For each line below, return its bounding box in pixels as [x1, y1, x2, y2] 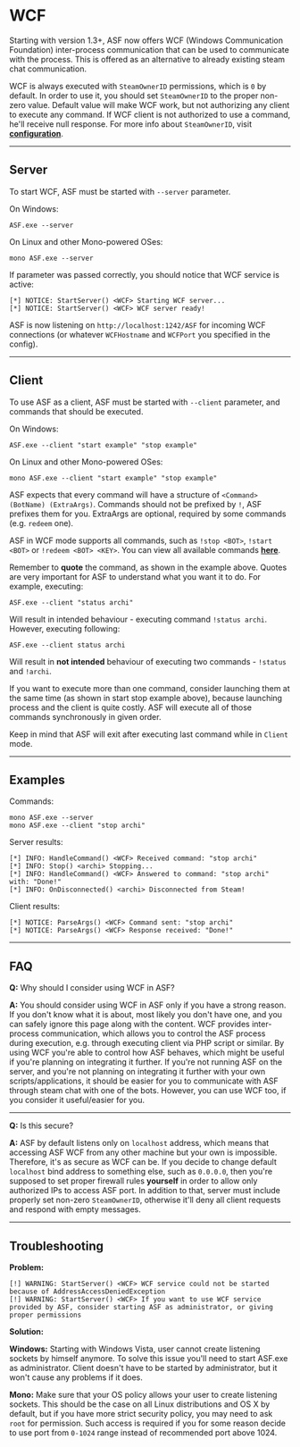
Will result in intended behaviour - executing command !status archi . [9, 614, 268, 624]
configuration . [9, 128, 64, 138]
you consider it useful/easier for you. [9, 1095, 146, 1106]
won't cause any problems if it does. [9, 1372, 143, 1383]
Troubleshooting [9, 1238, 104, 1253]
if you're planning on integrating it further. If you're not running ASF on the [9, 1057, 283, 1067]
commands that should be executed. [9, 406, 144, 416]
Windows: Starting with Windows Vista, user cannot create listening [9, 1343, 261, 1354]
